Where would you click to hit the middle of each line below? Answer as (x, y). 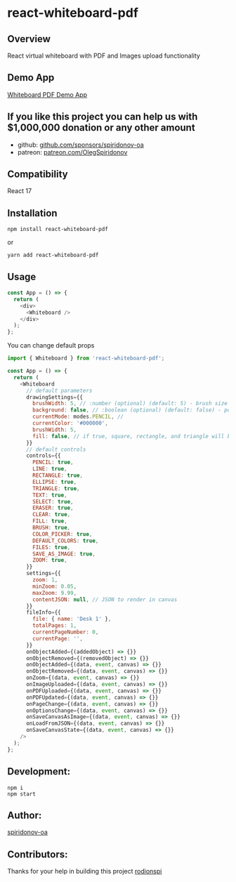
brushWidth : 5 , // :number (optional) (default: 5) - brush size (130, 404)
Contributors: (38, 854)
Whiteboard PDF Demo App (47, 94)
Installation (32, 213)
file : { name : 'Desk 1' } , (72, 619)
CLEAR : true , (52, 515)
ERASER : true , (53, 508)
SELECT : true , (53, 501)
